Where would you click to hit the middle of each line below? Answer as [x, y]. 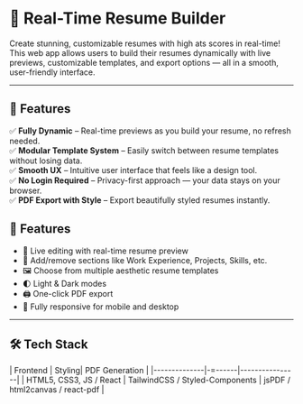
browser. [26, 190]
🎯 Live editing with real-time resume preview [106, 251]
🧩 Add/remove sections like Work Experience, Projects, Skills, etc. [145, 260]
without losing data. [46, 161]
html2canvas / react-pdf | [57, 390]
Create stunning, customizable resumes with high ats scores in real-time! [145, 43]
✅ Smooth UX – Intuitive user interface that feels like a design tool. [133, 170]
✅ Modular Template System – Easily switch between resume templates [144, 150]
